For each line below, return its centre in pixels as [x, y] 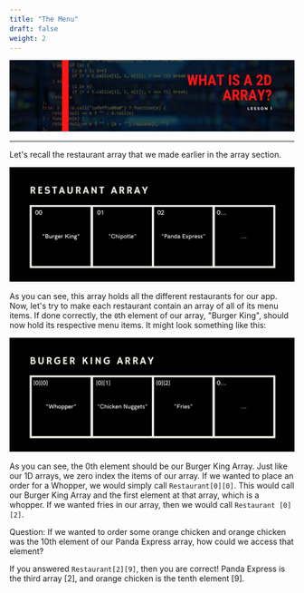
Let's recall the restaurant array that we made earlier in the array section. [146, 155]
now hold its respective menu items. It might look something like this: [138, 325]
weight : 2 [28, 38]
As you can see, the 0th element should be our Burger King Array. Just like [148, 466]
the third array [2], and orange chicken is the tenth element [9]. [127, 578]
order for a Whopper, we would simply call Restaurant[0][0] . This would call [152, 485]
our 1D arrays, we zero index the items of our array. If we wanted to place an [152, 475]
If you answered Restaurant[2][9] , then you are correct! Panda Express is [147, 569]
